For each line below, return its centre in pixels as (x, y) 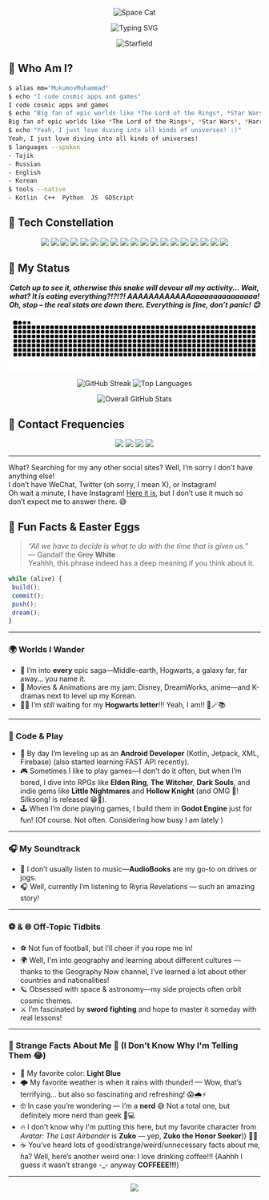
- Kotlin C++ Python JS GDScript (71, 198)
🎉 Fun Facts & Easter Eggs (74, 527)
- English (25, 172)
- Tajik (21, 155)
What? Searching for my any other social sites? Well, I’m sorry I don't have (131, 468)
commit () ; (28, 596)
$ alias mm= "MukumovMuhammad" (59, 88)
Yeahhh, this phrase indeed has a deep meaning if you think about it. (141, 563)
